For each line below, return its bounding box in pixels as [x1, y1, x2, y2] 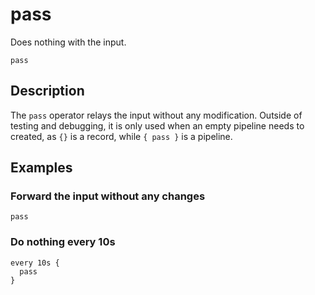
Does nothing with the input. [10, 36, 127, 48]
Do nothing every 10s [10, 235, 116, 249]
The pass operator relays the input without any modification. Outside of [10, 109, 303, 121]
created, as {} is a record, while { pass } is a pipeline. [10, 130, 233, 142]
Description [10, 83, 85, 100]
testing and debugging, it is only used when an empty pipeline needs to [10, 119, 305, 132]
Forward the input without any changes [10, 189, 206, 203]
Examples [10, 159, 73, 177]
